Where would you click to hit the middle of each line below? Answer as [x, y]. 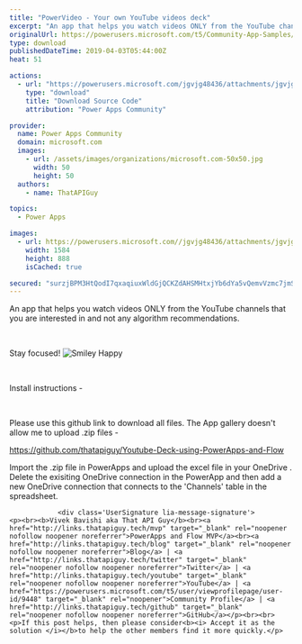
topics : [24, 209]
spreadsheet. [34, 496]
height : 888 [48, 259]
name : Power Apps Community [70, 134]
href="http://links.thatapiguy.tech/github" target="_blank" [126, 608]
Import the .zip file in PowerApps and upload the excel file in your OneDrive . [151, 467]
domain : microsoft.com [60, 142]
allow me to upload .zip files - [64, 432]
